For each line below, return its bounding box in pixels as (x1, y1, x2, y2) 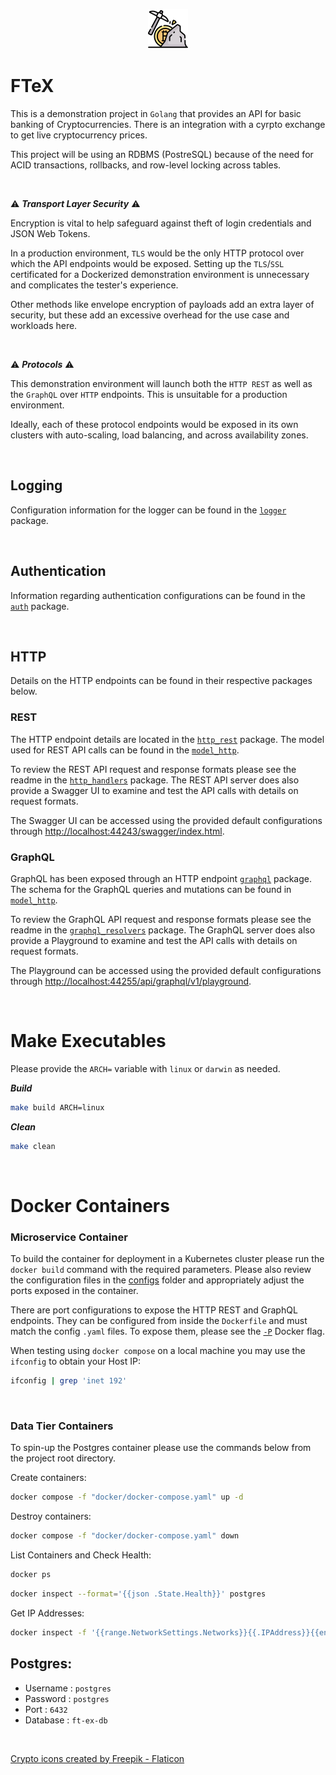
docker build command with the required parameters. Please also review (10, 1264, 312, 1276)
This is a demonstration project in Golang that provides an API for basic (10, 107, 302, 119)
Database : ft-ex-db (24, 1714, 108, 1726)
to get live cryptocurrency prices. (10, 129, 148, 141)
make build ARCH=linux (10, 1102, 105, 1113)
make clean (10, 1141, 56, 1151)
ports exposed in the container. (10, 1285, 139, 1297)
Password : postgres (24, 1692, 110, 1704)
